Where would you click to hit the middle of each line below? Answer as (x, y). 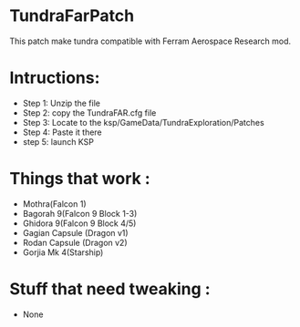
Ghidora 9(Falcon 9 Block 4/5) (79, 223)
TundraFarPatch (72, 16)
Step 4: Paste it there (62, 132)
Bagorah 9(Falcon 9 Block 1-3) (80, 213)
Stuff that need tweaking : (110, 289)
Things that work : (80, 179)
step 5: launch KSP (58, 141)
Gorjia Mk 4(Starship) (63, 252)
